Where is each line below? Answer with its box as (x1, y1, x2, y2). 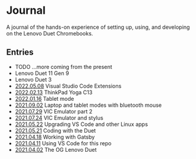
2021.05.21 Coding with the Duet (14, 127, 96, 134)
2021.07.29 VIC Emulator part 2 (14, 107, 92, 115)
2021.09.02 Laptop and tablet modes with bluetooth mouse (14, 101, 162, 109)
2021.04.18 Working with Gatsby (14, 133, 95, 140)
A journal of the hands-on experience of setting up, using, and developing (6, 23, 190, 31)
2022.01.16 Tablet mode (14, 95, 74, 102)
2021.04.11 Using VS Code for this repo (14, 139, 112, 147)
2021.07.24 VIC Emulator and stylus (14, 114, 104, 121)
